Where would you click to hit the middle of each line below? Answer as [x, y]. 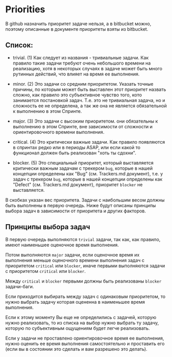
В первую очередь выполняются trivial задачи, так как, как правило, [83, 239]
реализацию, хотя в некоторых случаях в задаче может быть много [88, 68]
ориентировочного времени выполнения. [59, 132]
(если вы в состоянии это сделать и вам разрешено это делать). [77, 349]
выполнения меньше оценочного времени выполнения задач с [75, 260]
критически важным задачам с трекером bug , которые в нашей [83, 168]
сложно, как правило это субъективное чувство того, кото [77, 95]
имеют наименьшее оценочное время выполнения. [62, 245]
